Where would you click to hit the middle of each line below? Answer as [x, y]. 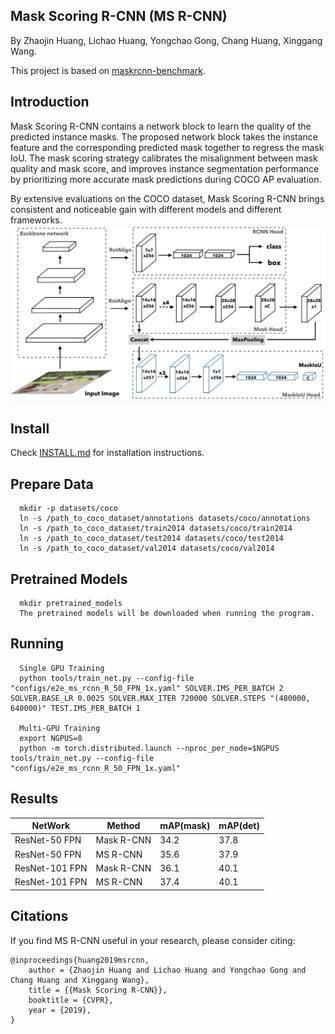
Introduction [50, 102]
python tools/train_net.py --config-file [107, 678]
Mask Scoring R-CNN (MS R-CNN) [119, 16]
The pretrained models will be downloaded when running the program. [167, 614]
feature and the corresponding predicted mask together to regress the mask [167, 147]
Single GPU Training [62, 668]
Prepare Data [52, 484]
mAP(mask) [185, 826]
